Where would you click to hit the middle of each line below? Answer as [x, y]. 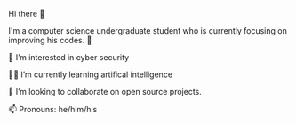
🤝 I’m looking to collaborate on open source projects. [105, 92]
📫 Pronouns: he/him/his [53, 109]
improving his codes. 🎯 [50, 40]
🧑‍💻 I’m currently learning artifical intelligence [91, 74]
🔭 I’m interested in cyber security [69, 57]
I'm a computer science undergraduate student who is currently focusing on [148, 31]
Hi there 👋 [27, 14]
